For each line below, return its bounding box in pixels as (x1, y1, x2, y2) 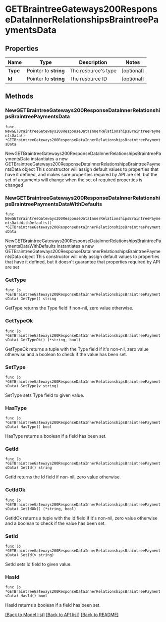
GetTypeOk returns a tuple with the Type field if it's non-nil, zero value (5, 346, 149, 352)
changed (5, 182, 23, 188)
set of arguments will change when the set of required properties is (5, 177, 143, 183)
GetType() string (20, 296, 56, 302)
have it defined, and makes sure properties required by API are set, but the (5, 171, 158, 177)
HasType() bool (20, 424, 52, 429)
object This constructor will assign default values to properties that (22, 166, 159, 172)
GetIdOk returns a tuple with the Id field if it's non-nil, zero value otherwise (5, 515, 158, 521)
